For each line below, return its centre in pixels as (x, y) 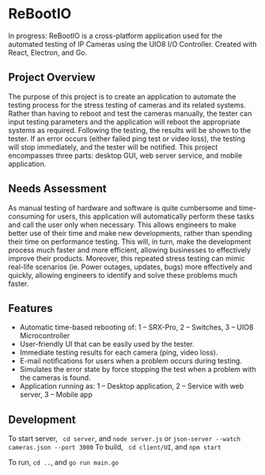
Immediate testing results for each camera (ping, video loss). (119, 352)
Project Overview (52, 77)
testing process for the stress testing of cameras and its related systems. (127, 104)
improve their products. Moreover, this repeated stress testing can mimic (127, 258)
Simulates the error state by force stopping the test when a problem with (138, 370)
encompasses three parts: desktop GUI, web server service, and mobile (125, 155)
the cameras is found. (55, 378)
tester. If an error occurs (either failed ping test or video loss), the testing (127, 139)
